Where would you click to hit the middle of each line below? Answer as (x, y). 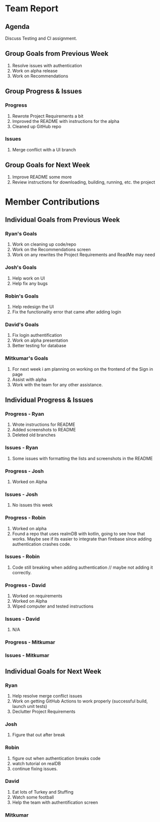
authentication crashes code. (42, 544)
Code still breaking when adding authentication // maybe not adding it (82, 567)
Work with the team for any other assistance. (57, 384)
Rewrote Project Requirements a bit (48, 116)
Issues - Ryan (22, 447)
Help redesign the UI (33, 307)
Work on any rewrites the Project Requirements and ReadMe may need (83, 255)
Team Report (32, 9)
